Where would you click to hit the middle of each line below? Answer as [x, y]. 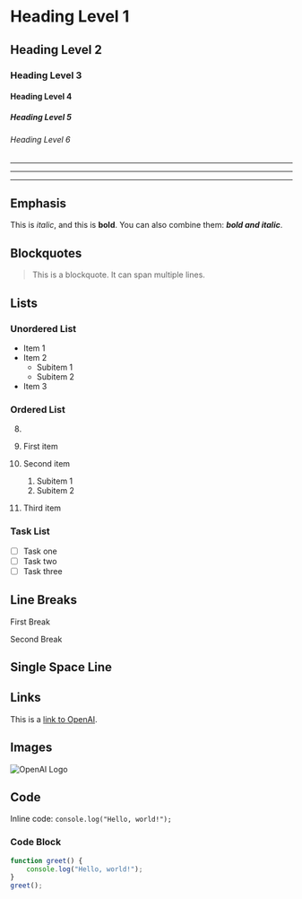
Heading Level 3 [46, 75]
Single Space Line [61, 667]
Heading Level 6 [40, 140]
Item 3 [35, 386]
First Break [30, 622]
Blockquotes [46, 253]
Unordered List [43, 328]
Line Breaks [43, 600]
